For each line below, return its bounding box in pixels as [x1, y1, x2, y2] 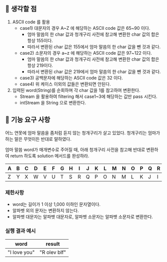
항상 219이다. [27, 62, 53, 68]
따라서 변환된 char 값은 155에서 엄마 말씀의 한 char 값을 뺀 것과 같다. [27, 44, 161, 50]
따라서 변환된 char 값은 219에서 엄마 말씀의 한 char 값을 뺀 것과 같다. [27, 69, 161, 75]
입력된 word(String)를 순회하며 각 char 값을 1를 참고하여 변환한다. [12, 87, 141, 93]
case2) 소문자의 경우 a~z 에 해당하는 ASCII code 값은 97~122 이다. [19, 50, 153, 56]
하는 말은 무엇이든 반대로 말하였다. [5, 136, 72, 142]
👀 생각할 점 [5, 4, 37, 13]
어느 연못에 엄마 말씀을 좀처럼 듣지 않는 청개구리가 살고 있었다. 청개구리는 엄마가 [5, 130, 161, 136]
